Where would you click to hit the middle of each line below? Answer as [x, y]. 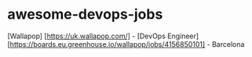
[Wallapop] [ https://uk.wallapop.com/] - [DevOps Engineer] [103, 36]
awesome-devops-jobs [85, 14]
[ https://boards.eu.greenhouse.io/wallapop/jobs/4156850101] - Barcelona [126, 44]
